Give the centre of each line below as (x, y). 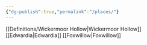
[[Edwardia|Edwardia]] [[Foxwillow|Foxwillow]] (63, 35)
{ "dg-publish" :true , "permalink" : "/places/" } (62, 12)
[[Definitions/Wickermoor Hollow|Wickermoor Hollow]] (73, 29)
